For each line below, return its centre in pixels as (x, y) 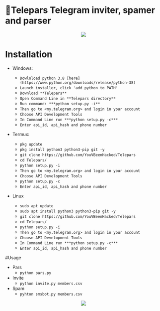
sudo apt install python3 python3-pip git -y (68, 211)
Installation (29, 55)
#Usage (13, 257)
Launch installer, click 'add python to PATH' (69, 88)
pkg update (31, 144)
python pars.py (35, 273)
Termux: (21, 134)
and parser (28, 21)
